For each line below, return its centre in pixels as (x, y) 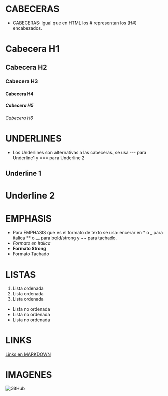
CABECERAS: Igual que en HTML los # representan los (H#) (75, 23)
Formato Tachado (31, 254)
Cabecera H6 (19, 118)
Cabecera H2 (26, 67)
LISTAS (21, 274)
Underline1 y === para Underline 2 (48, 158)
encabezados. (27, 28)
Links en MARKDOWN (28, 354)
